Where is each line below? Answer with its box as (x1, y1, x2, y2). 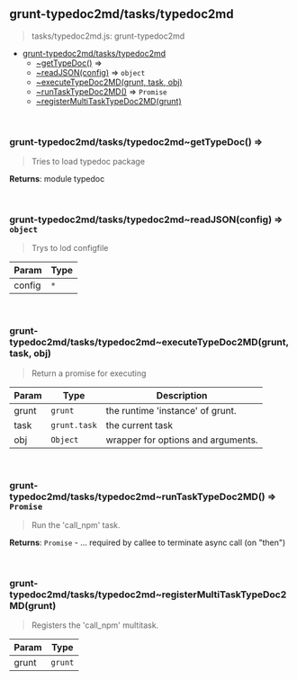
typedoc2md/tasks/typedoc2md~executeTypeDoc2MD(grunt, (9, 336, 290, 349)
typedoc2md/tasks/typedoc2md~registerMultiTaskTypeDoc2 (9, 588, 287, 601)
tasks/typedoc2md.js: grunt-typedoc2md (31, 31, 185, 41)
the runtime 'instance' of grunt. (105, 404, 237, 416)
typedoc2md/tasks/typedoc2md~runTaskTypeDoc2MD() (9, 490, 265, 503)
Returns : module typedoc (9, 174, 105, 184)
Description (156, 389, 208, 401)
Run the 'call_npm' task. (31, 520, 121, 530)
